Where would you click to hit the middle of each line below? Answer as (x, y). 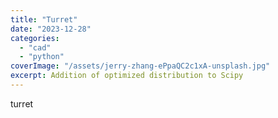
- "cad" (35, 47)
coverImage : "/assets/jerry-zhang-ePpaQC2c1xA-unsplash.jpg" (140, 66)
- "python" (42, 57)
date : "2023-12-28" (51, 29)
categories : (35, 38)
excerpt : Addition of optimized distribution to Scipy (127, 76)
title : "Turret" (44, 19)
